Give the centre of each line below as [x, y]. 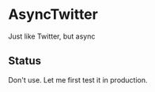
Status [25, 61]
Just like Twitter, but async [52, 36]
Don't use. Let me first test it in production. [78, 79]
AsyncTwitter [53, 15]
